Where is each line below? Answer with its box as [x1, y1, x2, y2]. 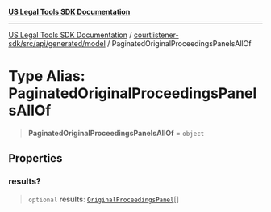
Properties [8, 151, 63, 165]
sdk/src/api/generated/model [8, 39, 106, 48]
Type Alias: [8, 67, 86, 86]
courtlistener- [133, 30, 179, 40]
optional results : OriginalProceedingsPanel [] [27, 194, 180, 204]
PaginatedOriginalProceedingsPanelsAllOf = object [27, 128, 205, 138]
